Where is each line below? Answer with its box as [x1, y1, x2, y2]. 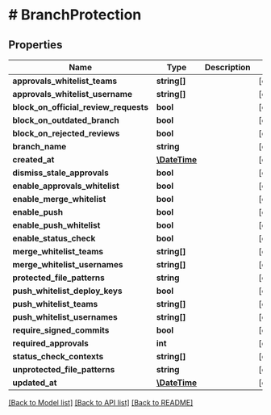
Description [204, 62, 251, 73]
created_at [12, 154, 55, 165]
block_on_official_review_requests [12, 102, 149, 112]
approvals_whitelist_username [12, 89, 133, 99]
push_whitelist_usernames [12, 312, 119, 322]
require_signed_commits [12, 325, 110, 336]
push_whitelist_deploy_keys [12, 285, 123, 296]
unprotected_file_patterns [12, 364, 115, 375]
